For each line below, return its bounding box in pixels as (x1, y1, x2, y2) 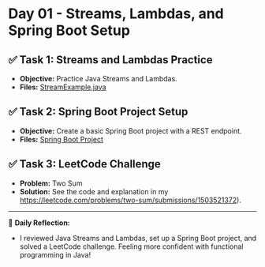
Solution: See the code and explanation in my (19, 186, 169, 196)
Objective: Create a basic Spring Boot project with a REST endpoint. (19, 126, 242, 135)
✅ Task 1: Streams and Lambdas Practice (8, 53, 213, 66)
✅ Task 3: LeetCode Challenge (8, 157, 162, 171)
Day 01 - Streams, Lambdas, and (8, 5, 225, 23)
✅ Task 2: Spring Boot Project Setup (8, 105, 188, 118)
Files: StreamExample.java (19, 82, 106, 92)
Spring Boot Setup (8, 21, 130, 39)
